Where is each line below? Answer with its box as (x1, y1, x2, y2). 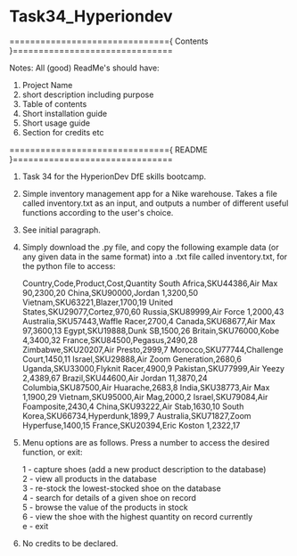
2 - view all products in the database (21, 473, 158, 484)
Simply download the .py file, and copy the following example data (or (21, 241, 279, 252)
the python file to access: (21, 260, 116, 271)
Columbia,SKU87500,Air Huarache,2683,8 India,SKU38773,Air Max (21, 381, 270, 393)
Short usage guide (21, 118, 91, 128)
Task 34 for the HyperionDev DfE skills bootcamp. (21, 171, 207, 182)
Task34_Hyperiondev (9, 6, 173, 27)
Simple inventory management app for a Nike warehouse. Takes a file (21, 188, 278, 199)
